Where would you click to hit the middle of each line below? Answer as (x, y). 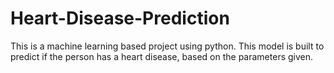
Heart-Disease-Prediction (120, 18)
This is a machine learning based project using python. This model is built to (167, 46)
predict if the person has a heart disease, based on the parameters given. (162, 56)
